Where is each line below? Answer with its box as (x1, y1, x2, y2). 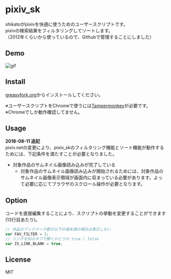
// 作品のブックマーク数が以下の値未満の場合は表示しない (5, 227, 111, 232)
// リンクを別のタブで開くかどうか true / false (5, 236, 99, 241)
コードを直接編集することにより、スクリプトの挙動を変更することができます (5, 211, 166, 217)
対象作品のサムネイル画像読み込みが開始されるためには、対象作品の (20, 168, 164, 174)
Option (5, 196, 28, 205)
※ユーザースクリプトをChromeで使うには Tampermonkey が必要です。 (5, 102, 151, 108)
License (5, 255, 31, 264)
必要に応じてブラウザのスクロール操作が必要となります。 (25, 181, 145, 187)
